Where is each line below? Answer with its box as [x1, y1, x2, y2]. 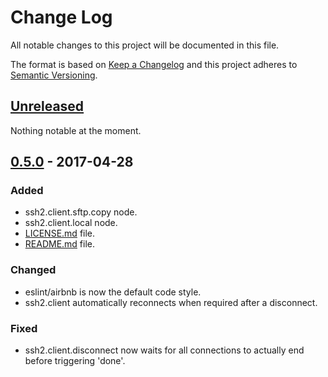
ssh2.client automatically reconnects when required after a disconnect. [24, 296, 318, 308]
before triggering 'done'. [24, 355, 126, 367]
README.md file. [24, 238, 96, 250]
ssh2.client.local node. [24, 217, 118, 229]
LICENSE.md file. [24, 227, 96, 240]
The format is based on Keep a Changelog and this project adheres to [10, 58, 298, 70]
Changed [10, 263, 57, 277]
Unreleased [10, 98, 85, 115]
